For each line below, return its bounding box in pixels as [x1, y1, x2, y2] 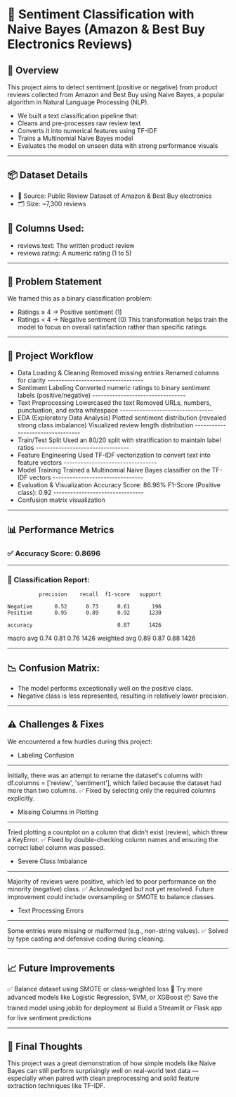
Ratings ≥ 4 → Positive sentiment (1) [17, 308, 122, 316]
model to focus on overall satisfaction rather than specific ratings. [17, 323, 209, 332]
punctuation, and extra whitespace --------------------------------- [17, 406, 214, 415]
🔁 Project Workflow [7, 350, 93, 362]
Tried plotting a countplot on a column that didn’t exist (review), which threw [7, 827, 228, 836]
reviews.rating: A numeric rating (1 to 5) [17, 249, 132, 257]
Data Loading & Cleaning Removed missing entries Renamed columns [17, 369, 220, 377]
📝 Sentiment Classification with [7, 6, 195, 23]
